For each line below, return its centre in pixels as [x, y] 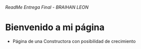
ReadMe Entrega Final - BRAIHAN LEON [47, 7]
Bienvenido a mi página [55, 27]
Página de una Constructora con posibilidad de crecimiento [74, 41]
